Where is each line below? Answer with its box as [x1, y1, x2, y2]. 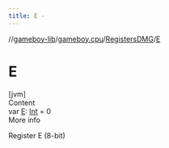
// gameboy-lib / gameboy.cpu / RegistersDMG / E [8, 34, 161, 44]
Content [8, 98, 36, 108]
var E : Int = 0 [8, 106, 51, 116]
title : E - [8, 11, 45, 20]
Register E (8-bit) [8, 130, 66, 140]
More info [8, 115, 41, 125]
